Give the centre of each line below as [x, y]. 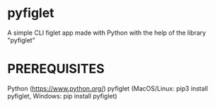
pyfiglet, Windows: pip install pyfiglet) [63, 96]
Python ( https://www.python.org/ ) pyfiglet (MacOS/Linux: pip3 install [108, 88]
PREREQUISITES [56, 69]
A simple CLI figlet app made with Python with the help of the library [107, 33]
